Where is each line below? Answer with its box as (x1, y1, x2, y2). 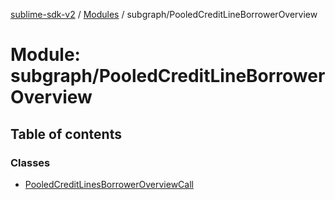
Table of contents (10, 125, 122, 143)
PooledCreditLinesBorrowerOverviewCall (24, 178, 194, 190)
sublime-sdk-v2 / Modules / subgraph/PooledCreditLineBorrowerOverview (10, 9, 318, 20)
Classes (10, 155, 51, 169)
